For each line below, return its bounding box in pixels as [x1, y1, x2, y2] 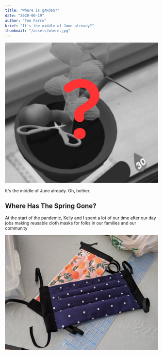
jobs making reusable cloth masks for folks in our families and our [5, 220, 137, 226]
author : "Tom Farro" [5, 18, 47, 23]
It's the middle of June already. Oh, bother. [5, 187, 91, 193]
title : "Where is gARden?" [5, 8, 60, 13]
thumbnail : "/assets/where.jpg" [5, 28, 70, 34]
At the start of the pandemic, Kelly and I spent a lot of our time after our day [5, 215, 156, 221]
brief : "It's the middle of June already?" [5, 23, 95, 28]
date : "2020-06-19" [5, 13, 45, 18]
